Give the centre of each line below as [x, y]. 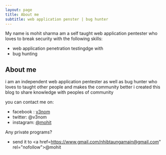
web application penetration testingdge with [58, 49]
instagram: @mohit [32, 122]
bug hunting [25, 54]
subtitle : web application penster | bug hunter [57, 19]
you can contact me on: [29, 102]
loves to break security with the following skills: [54, 39]
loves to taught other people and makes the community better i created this [83, 87]
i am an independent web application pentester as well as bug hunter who [81, 82]
